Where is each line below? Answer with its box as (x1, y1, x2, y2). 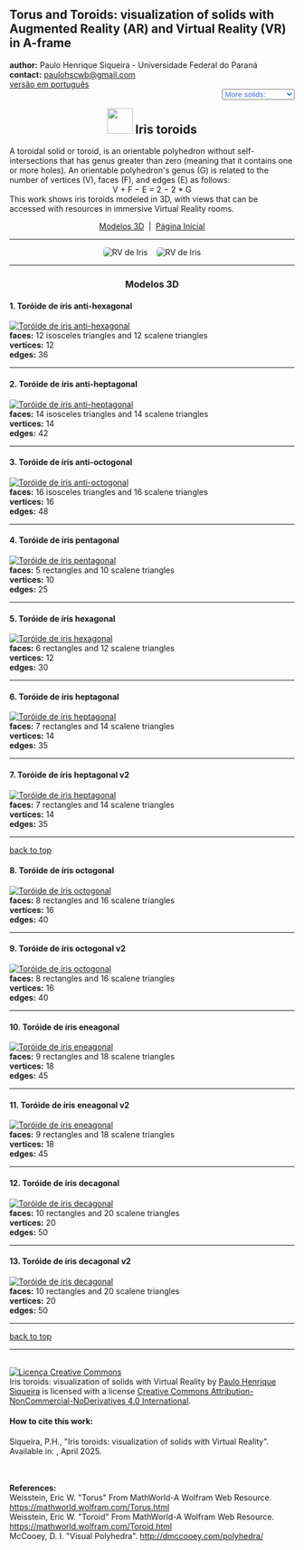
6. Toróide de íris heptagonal (9, 691, 119, 702)
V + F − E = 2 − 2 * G (112, 185, 192, 195)
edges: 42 (9, 427, 49, 438)
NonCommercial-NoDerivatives (9, 1395, 127, 1406)
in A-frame (9, 35, 72, 51)
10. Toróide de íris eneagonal (9, 1022, 120, 1032)
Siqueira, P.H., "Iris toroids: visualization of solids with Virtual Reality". (9, 1436, 270, 1447)
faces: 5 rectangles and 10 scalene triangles (9, 565, 175, 575)
